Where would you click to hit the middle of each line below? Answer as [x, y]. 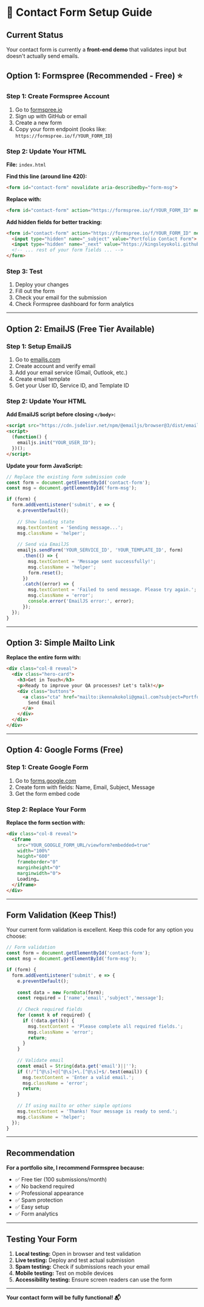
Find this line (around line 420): [47, 176]
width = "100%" [34, 851]
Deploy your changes [42, 285]
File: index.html [26, 165]
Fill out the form [35, 291]
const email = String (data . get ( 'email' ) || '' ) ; [77, 1066]
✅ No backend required [45, 1186]
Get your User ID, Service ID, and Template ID [72, 386]
